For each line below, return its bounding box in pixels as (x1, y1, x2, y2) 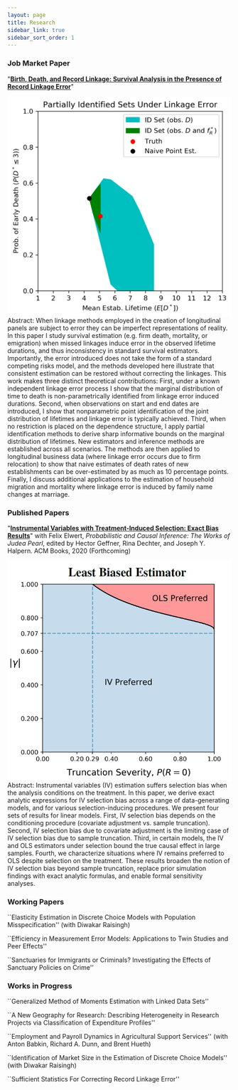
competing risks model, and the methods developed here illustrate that (7, 361, 215, 370)
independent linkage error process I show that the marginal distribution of (7, 384, 223, 393)
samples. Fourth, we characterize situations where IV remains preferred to (7, 849, 225, 857)
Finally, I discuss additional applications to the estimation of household (7, 475, 215, 484)
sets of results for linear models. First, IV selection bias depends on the (7, 811, 216, 820)
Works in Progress (7, 980, 72, 990)
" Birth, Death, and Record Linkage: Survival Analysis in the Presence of (7, 75, 222, 83)
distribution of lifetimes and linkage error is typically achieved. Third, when (7, 415, 226, 423)
